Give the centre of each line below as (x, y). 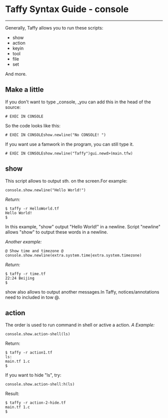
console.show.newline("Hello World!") (45, 190)
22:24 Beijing (20, 278)
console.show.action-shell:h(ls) (40, 384)
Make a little (24, 90)
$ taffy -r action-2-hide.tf (35, 403)
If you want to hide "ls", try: (33, 375)
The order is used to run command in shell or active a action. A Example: (80, 325)
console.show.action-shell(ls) (38, 334)
